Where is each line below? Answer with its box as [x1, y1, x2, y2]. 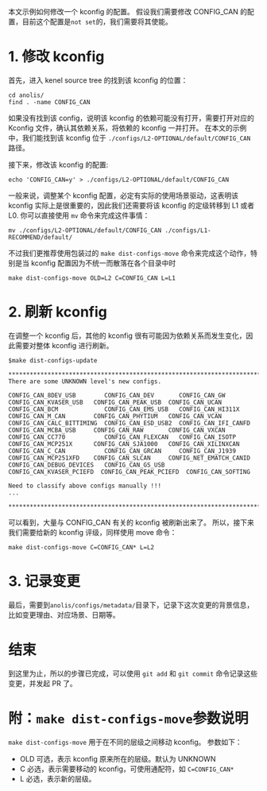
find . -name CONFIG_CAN [8, 98, 91, 106]
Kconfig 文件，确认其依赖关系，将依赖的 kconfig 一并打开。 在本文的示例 [8, 122, 247, 133]
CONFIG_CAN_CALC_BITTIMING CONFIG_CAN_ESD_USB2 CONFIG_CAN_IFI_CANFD [8, 419, 250, 427]
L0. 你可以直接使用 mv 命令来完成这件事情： [8, 210, 150, 220]
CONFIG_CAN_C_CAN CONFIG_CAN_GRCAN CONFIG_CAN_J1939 [8, 447, 237, 455]
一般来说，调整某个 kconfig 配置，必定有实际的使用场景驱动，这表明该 [8, 190, 239, 200]
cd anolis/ [8, 91, 44, 99]
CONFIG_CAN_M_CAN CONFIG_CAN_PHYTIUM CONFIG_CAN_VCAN [8, 412, 222, 420]
